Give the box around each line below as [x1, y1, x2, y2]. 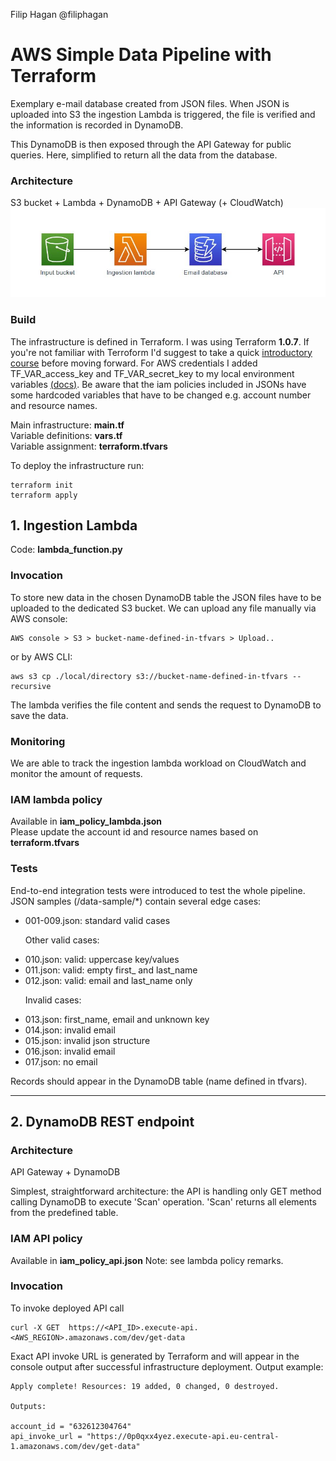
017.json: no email [24, 1055, 98, 1068]
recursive [10, 681, 52, 691]
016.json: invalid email [24, 1045, 116, 1057]
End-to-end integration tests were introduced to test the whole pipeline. [10, 884, 306, 896]
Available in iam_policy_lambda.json [10, 815, 163, 828]
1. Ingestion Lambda [10, 517, 138, 534]
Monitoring [10, 734, 66, 748]
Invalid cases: [24, 994, 82, 1006]
